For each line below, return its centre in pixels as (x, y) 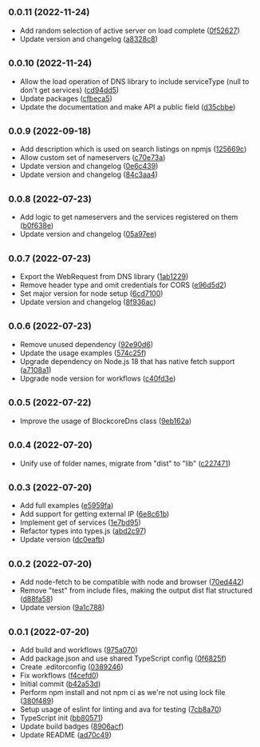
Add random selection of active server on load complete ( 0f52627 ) (130, 30)
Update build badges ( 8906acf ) (72, 726)
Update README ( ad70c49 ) (65, 734)
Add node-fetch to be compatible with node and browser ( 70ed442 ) (132, 582)
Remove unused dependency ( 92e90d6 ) (87, 344)
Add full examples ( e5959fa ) (67, 505)
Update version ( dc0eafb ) (62, 540)
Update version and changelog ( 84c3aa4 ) (89, 174)
